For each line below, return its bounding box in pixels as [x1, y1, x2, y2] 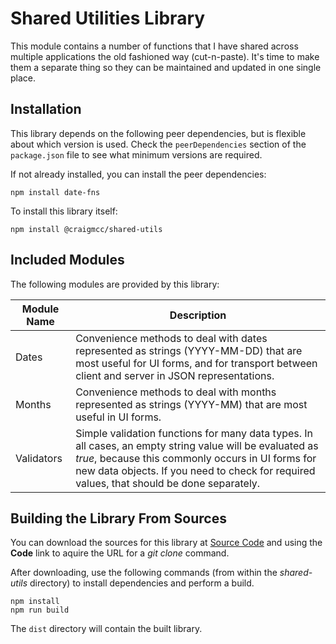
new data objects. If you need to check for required [75, 463, 316, 477]
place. [10, 72, 37, 84]
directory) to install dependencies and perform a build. [29, 577, 255, 589]
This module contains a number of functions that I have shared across [10, 40, 299, 52]
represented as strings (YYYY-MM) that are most [75, 397, 308, 411]
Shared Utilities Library [10, 7, 206, 30]
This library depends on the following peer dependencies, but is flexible [10, 127, 307, 139]
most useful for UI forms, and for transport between [75, 356, 318, 370]
